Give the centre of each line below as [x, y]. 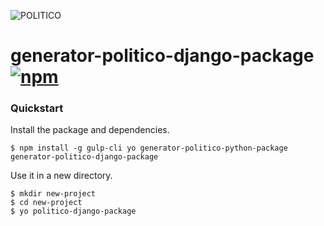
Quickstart [37, 108]
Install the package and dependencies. [90, 130]
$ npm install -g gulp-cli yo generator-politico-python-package [149, 148]
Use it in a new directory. [61, 176]
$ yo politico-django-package [73, 211]
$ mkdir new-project [53, 194]
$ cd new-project [46, 203]
